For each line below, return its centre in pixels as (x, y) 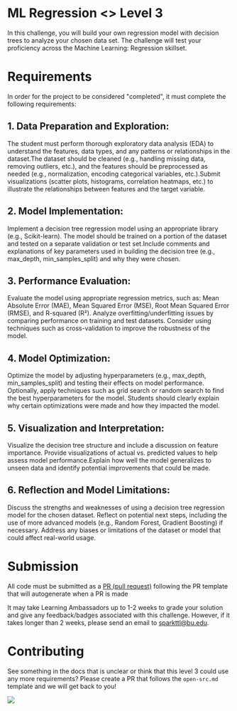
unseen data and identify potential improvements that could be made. (109, 468)
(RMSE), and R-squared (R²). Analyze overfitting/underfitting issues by (111, 313)
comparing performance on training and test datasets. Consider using (109, 321)
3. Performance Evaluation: (69, 281)
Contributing (46, 651)
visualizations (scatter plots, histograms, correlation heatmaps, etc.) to (110, 181)
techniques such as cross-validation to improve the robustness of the (109, 328)
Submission (43, 566)
